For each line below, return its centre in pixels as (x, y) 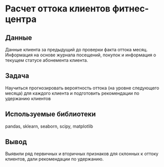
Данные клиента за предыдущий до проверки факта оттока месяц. (77, 50)
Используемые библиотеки (50, 114)
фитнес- (130, 9)
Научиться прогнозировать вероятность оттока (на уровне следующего (82, 88)
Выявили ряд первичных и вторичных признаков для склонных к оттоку (82, 154)
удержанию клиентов (28, 98)
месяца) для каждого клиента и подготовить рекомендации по (72, 93)
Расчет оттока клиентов (58, 9)
